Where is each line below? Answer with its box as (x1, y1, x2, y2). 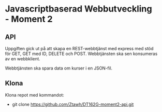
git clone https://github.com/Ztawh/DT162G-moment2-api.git (12, 101, 134, 107)
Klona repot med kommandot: (5, 92, 64, 98)
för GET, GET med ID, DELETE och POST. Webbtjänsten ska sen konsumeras (5, 51, 158, 56)
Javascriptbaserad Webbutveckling (5, 3, 152, 14)
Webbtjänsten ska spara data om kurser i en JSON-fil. (5, 65, 113, 71)
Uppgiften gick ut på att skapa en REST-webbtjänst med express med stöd (5, 46, 154, 51)
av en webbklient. (5, 56, 40, 61)
